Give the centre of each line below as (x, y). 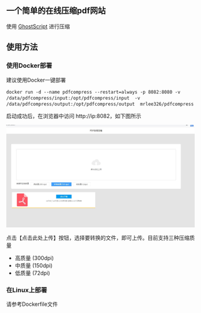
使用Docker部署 (29, 66)
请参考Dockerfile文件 (32, 304)
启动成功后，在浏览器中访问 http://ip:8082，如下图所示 (74, 116)
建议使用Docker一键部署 (36, 80)
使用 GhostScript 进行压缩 (38, 26)
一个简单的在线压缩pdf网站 (56, 11)
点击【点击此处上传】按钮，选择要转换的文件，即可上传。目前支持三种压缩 (98, 237)
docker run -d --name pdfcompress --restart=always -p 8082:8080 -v (93, 92)
